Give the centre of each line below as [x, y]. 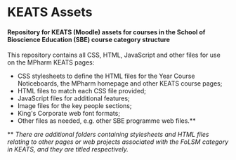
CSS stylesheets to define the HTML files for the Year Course [106, 76]
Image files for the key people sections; [74, 106]
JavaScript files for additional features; [73, 98]
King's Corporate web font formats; [69, 114]
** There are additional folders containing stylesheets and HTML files [108, 135]
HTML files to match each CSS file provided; [81, 91]
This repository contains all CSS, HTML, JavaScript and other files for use [114, 55]
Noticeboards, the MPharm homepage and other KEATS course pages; [120, 84]
